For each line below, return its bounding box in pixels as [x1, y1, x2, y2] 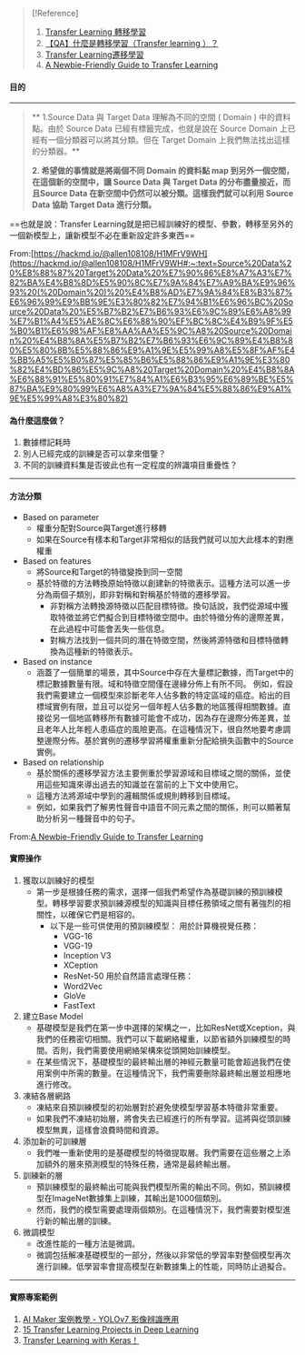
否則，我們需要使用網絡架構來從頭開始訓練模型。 [52, 1045, 236, 1056]
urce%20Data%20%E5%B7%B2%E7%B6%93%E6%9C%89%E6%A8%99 [9, 306, 292, 317]
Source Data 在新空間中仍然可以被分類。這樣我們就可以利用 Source [39, 188, 294, 199]
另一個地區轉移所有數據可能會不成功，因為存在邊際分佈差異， [52, 712, 283, 723]
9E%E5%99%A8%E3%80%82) [9, 393, 129, 404]
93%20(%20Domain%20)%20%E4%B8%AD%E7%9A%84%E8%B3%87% [9, 286, 293, 298]
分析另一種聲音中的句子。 [44, 813, 141, 824]
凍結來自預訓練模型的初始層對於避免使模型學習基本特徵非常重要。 [35, 1101, 283, 1112]
